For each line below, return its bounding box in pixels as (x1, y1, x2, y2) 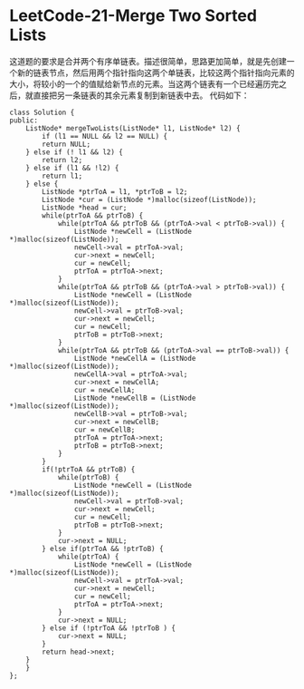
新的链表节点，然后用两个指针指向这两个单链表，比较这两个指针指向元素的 (16, 67, 295, 78)
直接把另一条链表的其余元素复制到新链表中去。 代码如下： (33, 90, 250, 101)
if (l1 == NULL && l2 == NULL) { (42, 131, 168, 141)
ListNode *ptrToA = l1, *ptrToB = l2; (42, 187, 188, 196)
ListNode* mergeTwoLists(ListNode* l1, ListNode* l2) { (25, 123, 242, 132)
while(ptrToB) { (57, 472, 119, 481)
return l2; (42, 155, 83, 164)
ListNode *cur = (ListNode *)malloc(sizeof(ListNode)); (42, 195, 257, 204)
